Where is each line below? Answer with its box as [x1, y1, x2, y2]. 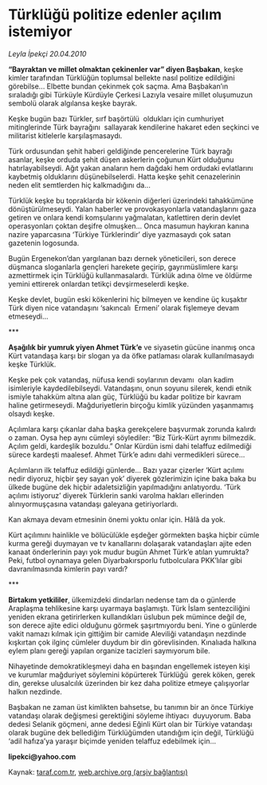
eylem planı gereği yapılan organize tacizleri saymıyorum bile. [8, 645, 210, 656]
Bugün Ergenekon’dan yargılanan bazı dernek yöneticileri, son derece [8, 253, 237, 263]
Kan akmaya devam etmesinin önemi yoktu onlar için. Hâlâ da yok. [8, 514, 226, 524]
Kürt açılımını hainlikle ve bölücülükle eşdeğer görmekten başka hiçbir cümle [8, 529, 260, 540]
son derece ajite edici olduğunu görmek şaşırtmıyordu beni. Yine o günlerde [8, 620, 257, 630]
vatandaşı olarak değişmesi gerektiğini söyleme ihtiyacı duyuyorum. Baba [8, 711, 251, 720]
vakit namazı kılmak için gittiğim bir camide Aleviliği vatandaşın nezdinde [8, 628, 247, 638]
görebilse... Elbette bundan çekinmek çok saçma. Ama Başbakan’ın [8, 81, 229, 91]
